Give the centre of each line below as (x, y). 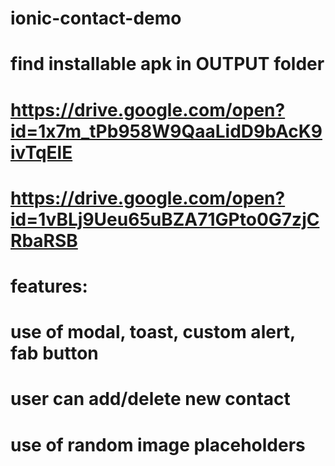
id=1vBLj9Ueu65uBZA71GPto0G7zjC (165, 219)
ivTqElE (41, 152)
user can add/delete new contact (150, 399)
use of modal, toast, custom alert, (153, 332)
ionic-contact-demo (96, 18)
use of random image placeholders (158, 444)
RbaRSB (44, 240)
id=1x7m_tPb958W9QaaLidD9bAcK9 (166, 131)
